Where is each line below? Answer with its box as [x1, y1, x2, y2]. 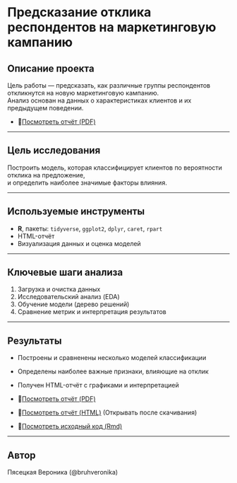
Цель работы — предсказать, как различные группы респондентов [7, 81, 210, 89]
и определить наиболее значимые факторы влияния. [7, 178, 167, 187]
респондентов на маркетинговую [7, 19, 217, 35]
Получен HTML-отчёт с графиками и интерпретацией [17, 381, 179, 390]
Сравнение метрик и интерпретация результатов [17, 308, 167, 316]
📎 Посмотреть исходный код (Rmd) [17, 422, 123, 431]
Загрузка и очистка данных [17, 285, 101, 293]
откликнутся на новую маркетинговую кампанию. [7, 89, 159, 97]
